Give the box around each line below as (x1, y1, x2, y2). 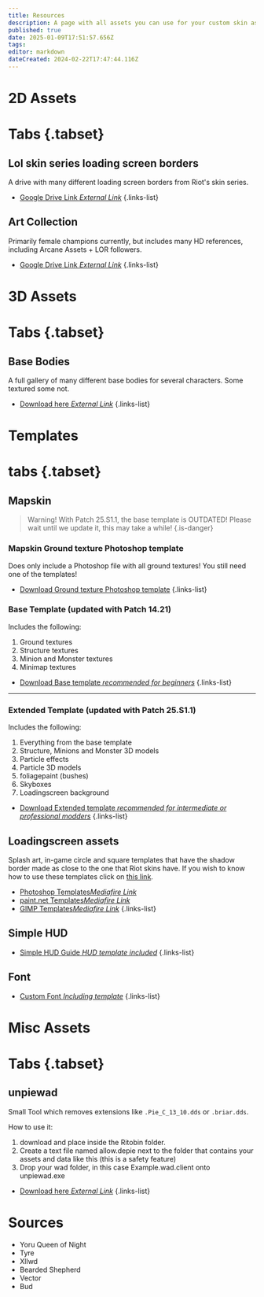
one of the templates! (8, 569, 77, 578)
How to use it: (8, 1122, 53, 1132)
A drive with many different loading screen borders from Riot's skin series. (8, 178, 249, 187)
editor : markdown (8, 48, 65, 56)
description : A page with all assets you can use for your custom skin (8, 19, 247, 27)
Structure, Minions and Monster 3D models (19, 746, 159, 756)
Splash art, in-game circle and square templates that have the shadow (8, 855, 236, 864)
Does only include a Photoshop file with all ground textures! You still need (8, 560, 247, 571)
